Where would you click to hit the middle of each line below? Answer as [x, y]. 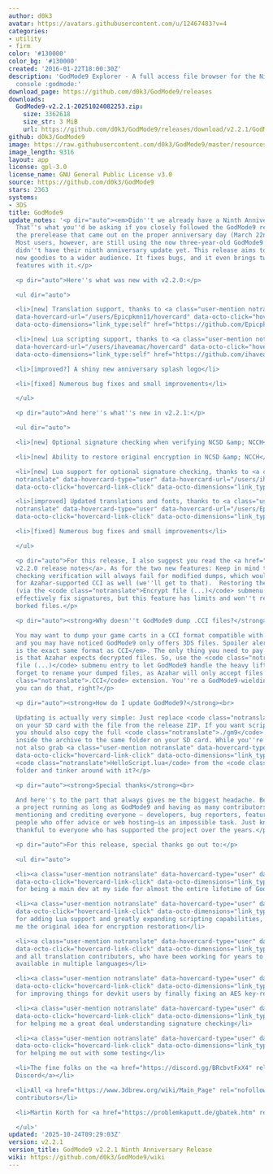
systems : [23, 197]
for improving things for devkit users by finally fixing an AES [129, 994]
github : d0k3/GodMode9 [47, 137]
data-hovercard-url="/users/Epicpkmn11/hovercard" [103, 317]
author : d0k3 [30, 16]
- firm [19, 46]
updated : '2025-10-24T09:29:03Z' [65, 1135]
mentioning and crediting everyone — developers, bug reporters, [129, 815]
